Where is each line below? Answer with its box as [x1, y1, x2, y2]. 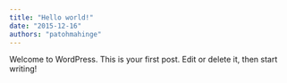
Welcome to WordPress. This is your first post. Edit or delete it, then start [9, 54, 278, 65]
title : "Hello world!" [9, 12, 94, 22]
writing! [9, 63, 38, 74]
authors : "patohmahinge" [9, 29, 102, 38]
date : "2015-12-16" [9, 21, 82, 30]
